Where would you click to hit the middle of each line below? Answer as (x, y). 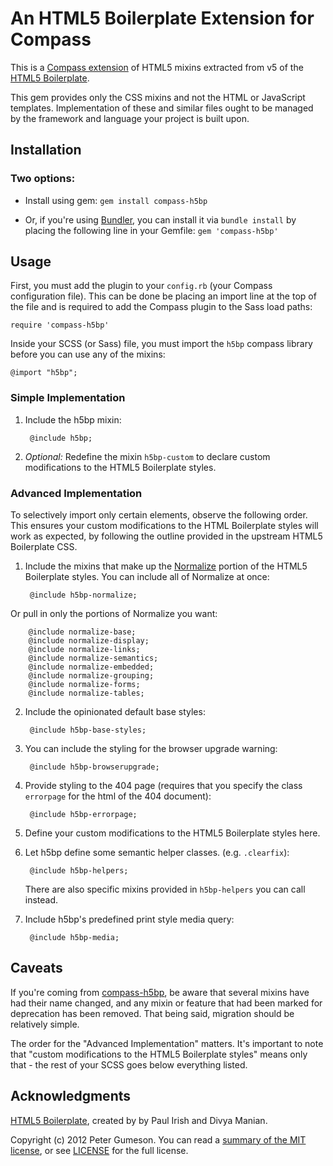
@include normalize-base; (82, 632)
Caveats (36, 968)
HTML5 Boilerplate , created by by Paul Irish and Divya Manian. (139, 1120)
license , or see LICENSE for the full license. (99, 1150)
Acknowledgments (71, 1096)
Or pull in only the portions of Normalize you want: (114, 614)
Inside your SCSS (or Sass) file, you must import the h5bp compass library (161, 344)
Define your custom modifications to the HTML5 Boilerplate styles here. (172, 833)
